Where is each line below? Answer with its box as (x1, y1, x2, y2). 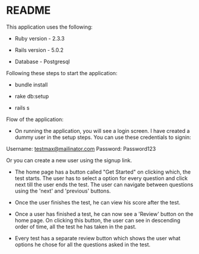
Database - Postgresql (14, 58, 70, 65)
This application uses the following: (6, 23, 93, 30)
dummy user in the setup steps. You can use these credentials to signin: (14, 134, 191, 141)
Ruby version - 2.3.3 (14, 35, 65, 42)
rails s (14, 104, 30, 111)
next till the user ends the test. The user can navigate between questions (14, 181, 194, 188)
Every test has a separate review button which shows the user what (14, 234, 181, 241)
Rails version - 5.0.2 (14, 46, 64, 54)
